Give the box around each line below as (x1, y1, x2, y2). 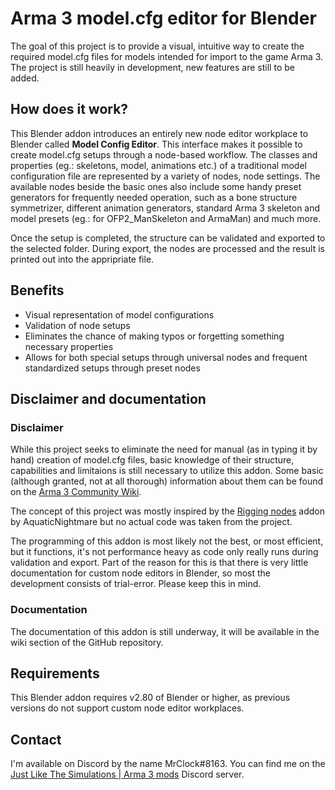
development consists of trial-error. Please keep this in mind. (10, 578, 262, 590)
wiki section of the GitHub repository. (10, 636, 164, 648)
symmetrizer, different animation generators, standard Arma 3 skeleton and (10, 202, 321, 214)
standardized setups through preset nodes (24, 362, 201, 374)
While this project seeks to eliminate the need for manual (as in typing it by (10, 443, 318, 456)
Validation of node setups (24, 319, 131, 331)
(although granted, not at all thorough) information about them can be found (10, 475, 324, 487)
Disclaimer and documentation (10, 390, 207, 407)
